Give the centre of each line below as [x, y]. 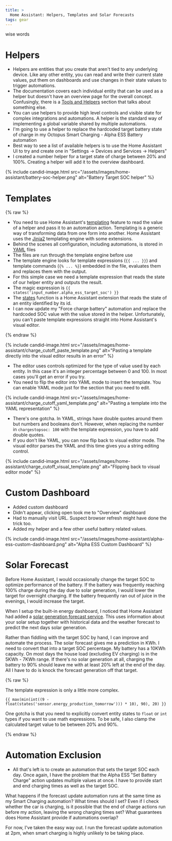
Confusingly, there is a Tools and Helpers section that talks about [82, 102]
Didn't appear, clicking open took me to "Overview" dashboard [79, 513]
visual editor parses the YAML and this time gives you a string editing [86, 446]
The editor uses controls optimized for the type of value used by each [87, 366]
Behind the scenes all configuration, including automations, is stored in [88, 244]
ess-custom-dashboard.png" [36, 545]
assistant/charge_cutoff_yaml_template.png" [52, 403]
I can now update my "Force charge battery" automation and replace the [89, 309]
